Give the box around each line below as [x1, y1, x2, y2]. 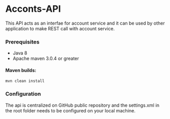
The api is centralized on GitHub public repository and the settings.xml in [5, 102, 160, 108]
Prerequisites [5, 38, 40, 45]
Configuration [5, 90, 41, 97]
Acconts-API [5, 3, 61, 15]
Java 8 [12, 50, 27, 56]
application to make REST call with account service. [5, 25, 115, 31]
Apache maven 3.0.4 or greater [12, 55, 80, 62]
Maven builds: [5, 67, 36, 73]
